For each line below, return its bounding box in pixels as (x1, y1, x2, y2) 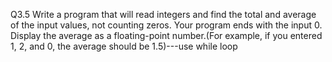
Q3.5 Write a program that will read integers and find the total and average (10, 9, 317, 20)
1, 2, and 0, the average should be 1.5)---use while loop (10, 40, 238, 52)
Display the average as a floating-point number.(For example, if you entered (10, 30, 323, 41)
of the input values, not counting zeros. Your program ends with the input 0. (10, 19, 323, 31)
